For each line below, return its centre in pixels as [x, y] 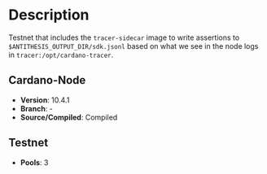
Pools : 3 [34, 162]
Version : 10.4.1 [45, 100]
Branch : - [36, 108]
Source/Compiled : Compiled [69, 117]
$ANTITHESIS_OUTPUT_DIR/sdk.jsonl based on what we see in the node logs [133, 46]
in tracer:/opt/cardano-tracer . [61, 54]
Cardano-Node [47, 80]
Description [49, 15]
